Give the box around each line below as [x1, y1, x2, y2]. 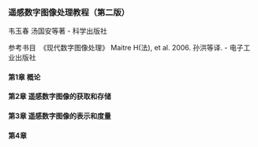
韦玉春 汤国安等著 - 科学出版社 [8, 26, 108, 36]
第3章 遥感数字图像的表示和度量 [8, 112, 112, 121]
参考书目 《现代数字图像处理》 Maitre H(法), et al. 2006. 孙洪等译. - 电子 [8, 43, 244, 53]
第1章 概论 [8, 72, 41, 82]
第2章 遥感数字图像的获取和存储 [8, 92, 112, 101]
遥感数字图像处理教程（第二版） [8, 6, 130, 17]
